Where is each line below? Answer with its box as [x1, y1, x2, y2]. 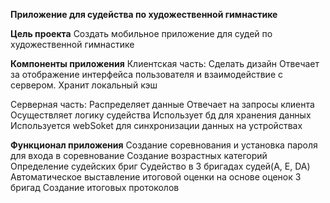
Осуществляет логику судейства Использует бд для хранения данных [10, 109, 312, 121]
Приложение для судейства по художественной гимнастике [10, 9, 278, 20]
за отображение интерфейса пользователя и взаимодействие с [10, 69, 283, 80]
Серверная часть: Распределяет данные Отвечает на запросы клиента [10, 99, 315, 110]
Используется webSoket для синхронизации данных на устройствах [10, 120, 303, 131]
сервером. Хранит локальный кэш [10, 79, 158, 91]
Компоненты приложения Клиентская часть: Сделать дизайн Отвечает [10, 58, 320, 69]
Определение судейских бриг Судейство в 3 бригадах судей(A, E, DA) [10, 160, 311, 172]
